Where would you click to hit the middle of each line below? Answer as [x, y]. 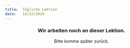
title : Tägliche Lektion [31, 9]
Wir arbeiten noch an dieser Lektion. [81, 31]
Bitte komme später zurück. [81, 41]
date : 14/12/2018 [25, 14]
